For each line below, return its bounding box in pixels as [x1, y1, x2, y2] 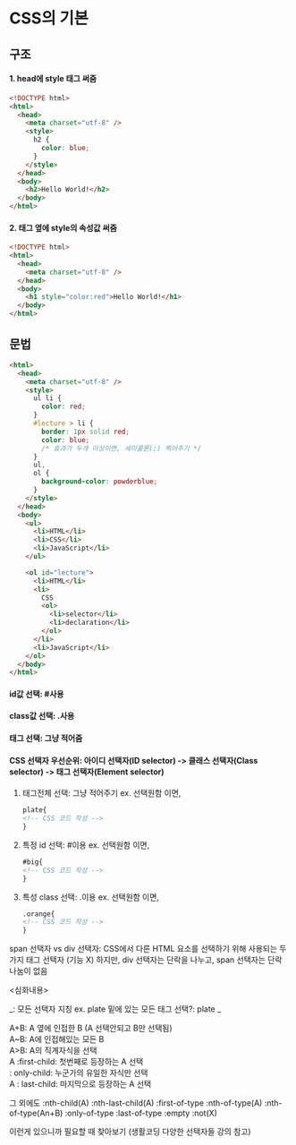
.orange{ [21, 910, 55, 919]
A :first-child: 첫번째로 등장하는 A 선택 [9, 1056, 144, 1067]
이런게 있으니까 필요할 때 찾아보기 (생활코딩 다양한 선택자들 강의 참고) [9, 1126, 252, 1137]
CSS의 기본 [9, 8, 89, 29]
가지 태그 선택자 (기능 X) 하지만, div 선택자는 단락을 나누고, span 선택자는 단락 [9, 954, 283, 965]
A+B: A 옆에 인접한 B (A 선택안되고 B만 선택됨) [9, 1022, 173, 1034]
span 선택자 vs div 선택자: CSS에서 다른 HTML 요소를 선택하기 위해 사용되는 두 [9, 944, 287, 954]
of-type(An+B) [9, 1107, 63, 1119]
